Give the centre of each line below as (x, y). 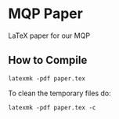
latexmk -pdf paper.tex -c (52, 107)
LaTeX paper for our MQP (49, 35)
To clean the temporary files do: (59, 93)
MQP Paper (46, 14)
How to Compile (48, 60)
